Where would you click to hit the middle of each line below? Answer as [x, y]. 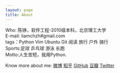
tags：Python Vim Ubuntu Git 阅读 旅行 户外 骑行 [57, 42]
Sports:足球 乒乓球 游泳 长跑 [35, 48]
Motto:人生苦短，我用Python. [36, 55]
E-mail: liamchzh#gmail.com [35, 36]
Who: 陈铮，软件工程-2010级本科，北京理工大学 [56, 30]
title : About [19, 15]
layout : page [19, 10]
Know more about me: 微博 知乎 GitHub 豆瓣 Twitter [60, 65]
